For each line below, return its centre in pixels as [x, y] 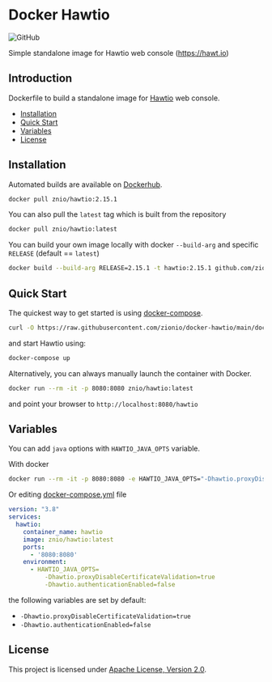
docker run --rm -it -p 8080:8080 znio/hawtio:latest [101, 388]
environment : [45, 562]
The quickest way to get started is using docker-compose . [106, 313]
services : [25, 517]
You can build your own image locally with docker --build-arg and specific [134, 245]
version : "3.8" [34, 510]
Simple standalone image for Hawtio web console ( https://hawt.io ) [119, 53]
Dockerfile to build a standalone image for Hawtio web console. [114, 98]
